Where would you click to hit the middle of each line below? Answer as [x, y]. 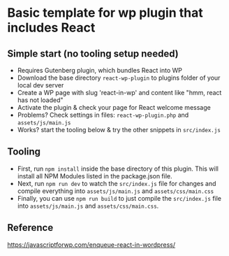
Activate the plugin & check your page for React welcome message [114, 107]
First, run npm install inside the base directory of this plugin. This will [118, 169]
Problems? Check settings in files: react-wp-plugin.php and [103, 115]
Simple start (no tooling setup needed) [93, 54]
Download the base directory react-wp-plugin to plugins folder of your [119, 78]
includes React [51, 28]
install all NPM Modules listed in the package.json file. [95, 176]
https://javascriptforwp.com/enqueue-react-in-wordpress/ [91, 244]
